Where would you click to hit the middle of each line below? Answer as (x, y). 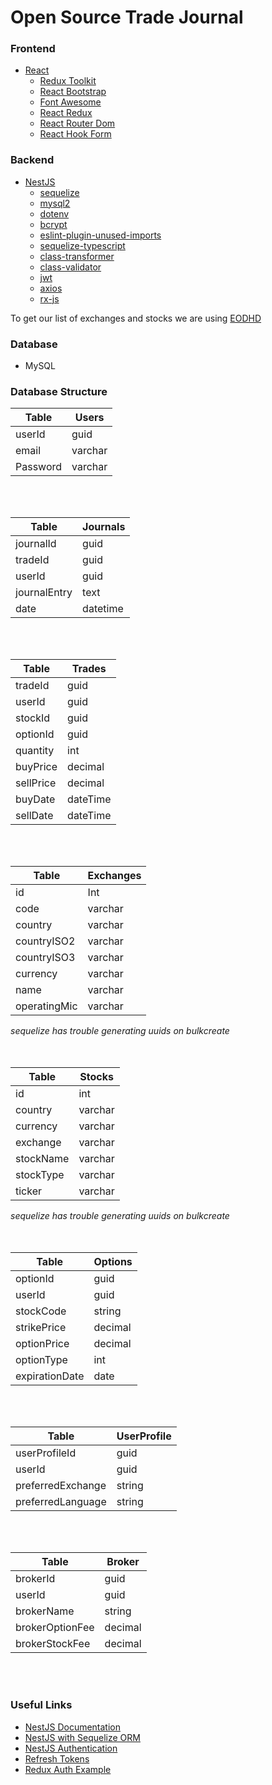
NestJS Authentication (71, 1748)
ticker (29, 1191)
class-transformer (77, 256)
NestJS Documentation (73, 1727)
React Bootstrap (73, 92)
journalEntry (44, 593)
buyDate (35, 799)
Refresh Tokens (57, 1758)
